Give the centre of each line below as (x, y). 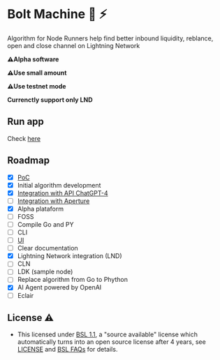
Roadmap (29, 161)
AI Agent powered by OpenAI (59, 287)
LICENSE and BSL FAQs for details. (67, 350)
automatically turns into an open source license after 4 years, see (111, 342)
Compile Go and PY (45, 224)
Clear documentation (47, 248)
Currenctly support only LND (50, 100)
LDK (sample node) (45, 272)
